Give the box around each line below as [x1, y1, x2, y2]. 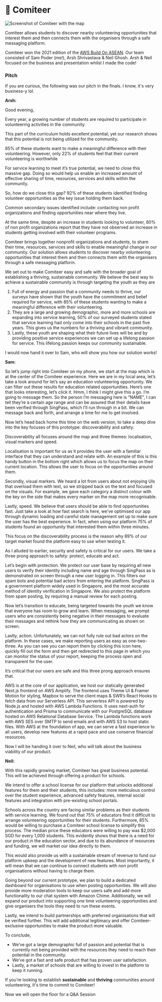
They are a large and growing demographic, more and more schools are [12, 309, 156, 315]
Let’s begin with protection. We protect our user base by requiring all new [5, 563, 151, 568]
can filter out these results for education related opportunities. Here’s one [5, 384, 151, 390]
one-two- [128, 638, 147, 644]
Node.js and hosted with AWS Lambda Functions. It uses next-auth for [5, 703, 145, 709]
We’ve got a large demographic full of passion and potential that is [12, 942, 145, 948]
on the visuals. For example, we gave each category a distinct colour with [5, 489, 151, 495]
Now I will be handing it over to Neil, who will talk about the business [5, 744, 142, 750]
